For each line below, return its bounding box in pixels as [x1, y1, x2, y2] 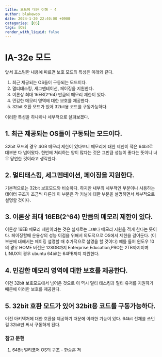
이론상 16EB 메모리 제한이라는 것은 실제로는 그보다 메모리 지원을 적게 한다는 [5, 226, 148, 232]
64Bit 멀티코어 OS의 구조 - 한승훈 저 [12, 347, 81, 353]
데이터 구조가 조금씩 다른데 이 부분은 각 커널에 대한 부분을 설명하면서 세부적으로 [5, 191, 155, 197]
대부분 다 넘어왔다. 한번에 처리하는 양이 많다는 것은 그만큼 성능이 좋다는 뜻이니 [5, 149, 153, 155]
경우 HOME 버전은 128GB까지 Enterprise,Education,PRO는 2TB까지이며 [10, 245, 149, 251]
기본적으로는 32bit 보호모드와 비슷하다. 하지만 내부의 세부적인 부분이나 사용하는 [5, 185, 155, 191]
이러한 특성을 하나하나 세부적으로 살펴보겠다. [5, 114, 90, 119]
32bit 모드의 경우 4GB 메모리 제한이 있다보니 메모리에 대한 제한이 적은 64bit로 [5, 143, 153, 149]
